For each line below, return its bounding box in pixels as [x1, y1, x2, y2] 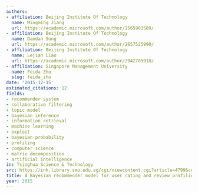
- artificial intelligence [6, 157, 72, 162]
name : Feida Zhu [11, 69, 51, 75]
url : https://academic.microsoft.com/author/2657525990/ [11, 42, 154, 48]
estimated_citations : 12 [6, 85, 67, 91]
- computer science [6, 145, 54, 151]
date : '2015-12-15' [6, 80, 54, 86]
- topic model [6, 107, 41, 113]
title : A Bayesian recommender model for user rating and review [6, 173, 170, 179]
